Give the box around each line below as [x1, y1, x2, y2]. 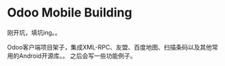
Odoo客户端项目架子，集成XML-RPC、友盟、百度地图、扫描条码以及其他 [7, 43, 213, 51]
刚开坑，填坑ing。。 [7, 28, 62, 36]
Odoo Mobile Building [7, 5, 132, 21]
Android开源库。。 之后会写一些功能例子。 [19, 52, 137, 60]
